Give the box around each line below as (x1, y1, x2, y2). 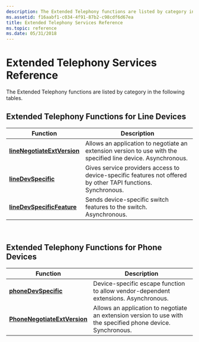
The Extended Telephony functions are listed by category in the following (6, 88, 185, 95)
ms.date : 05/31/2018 (6, 31, 57, 37)
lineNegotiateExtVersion (9, 146, 80, 154)
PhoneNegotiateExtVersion (9, 315, 88, 323)
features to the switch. (85, 202, 147, 211)
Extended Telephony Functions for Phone (6, 243, 162, 253)
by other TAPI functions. (85, 178, 153, 186)
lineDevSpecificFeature (9, 202, 77, 211)
